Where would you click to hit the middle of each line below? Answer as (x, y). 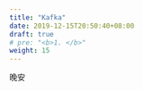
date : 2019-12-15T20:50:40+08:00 (72, 26)
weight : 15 (30, 51)
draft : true (31, 34)
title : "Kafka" (38, 17)
